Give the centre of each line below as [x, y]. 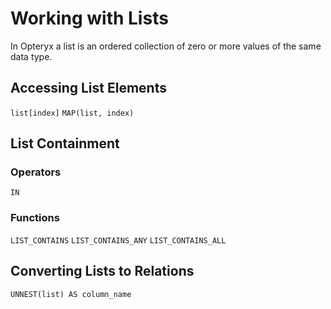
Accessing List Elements [88, 88]
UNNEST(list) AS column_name [71, 294]
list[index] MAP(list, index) [72, 113]
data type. [31, 56]
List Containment [65, 143]
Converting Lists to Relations [102, 271]
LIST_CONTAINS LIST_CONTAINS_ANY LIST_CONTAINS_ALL [118, 240]
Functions [35, 218]
